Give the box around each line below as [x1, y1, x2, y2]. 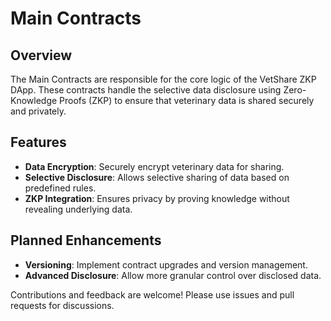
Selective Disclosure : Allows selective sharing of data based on [24, 171, 290, 183]
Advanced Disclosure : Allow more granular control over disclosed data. [24, 269, 322, 281]
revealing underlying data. [24, 203, 133, 215]
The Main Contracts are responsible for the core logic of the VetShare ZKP [10, 73, 317, 85]
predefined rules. [24, 182, 97, 194]
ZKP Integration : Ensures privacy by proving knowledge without [24, 192, 290, 204]
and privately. [10, 105, 67, 117]
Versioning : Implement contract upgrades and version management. [24, 258, 308, 271]
